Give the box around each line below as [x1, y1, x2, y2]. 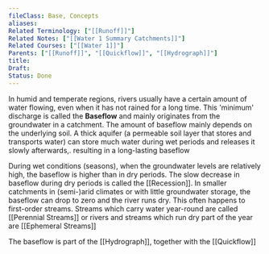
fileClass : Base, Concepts [8, 11, 99, 20]
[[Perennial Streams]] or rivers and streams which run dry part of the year [8, 212, 254, 222]
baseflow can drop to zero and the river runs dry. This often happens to [8, 195, 246, 205]
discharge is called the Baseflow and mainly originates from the [8, 110, 221, 121]
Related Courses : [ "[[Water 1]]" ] [8, 42, 125, 50]
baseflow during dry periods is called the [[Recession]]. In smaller [8, 178, 227, 188]
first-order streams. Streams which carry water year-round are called [8, 203, 238, 214]
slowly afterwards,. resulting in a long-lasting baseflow [8, 145, 190, 155]
